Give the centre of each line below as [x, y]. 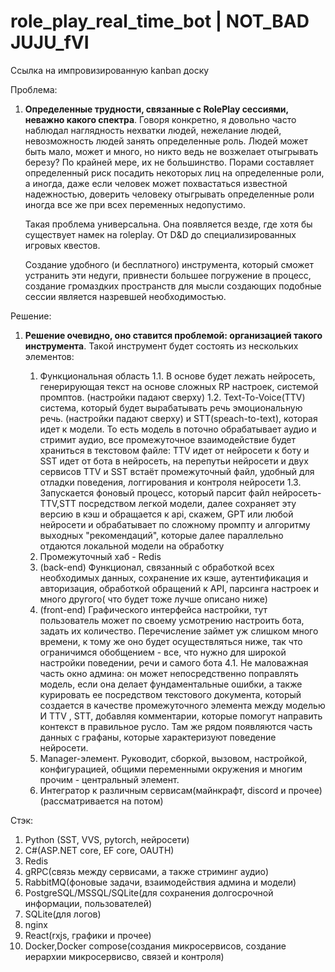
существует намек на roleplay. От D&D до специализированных [160, 234]
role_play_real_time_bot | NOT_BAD [160, 21]
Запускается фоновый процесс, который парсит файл [154, 492]
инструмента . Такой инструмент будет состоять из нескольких [161, 346]
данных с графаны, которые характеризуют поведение [158, 737]
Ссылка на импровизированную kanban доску [110, 70]
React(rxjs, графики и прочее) [88, 935]
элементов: [49, 356]
